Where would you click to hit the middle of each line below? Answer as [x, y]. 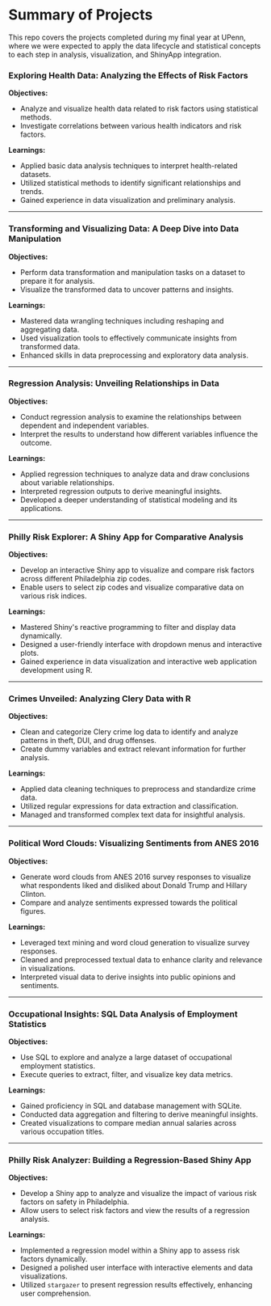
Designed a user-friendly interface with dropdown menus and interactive [141, 645]
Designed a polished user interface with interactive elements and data [136, 1268]
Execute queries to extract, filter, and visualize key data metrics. [126, 1075]
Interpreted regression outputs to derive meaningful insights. [121, 491]
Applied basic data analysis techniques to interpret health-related [129, 166]
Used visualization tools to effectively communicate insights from [128, 338]
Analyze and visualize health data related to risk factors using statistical [139, 109]
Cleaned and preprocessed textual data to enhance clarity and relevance [141, 959]
